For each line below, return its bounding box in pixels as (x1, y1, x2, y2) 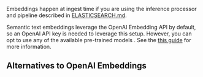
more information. (6, 43, 52, 50)
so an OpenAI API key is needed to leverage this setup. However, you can (6, 30, 192, 37)
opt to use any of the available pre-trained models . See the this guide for (6, 37, 191, 43)
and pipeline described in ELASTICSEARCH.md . (6, 12, 127, 19)
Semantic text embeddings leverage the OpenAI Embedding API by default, (6, 24, 196, 31)
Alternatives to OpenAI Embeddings (6, 61, 147, 71)
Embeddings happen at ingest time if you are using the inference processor (6, 5, 197, 12)
